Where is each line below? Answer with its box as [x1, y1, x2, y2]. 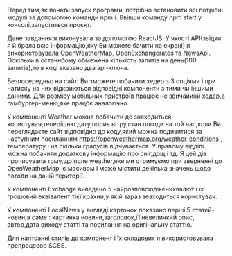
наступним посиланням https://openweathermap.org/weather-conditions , [7, 135, 223, 143]
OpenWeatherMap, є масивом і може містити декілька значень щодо [7, 164, 211, 172]
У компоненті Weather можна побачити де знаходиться [7, 112, 172, 121]
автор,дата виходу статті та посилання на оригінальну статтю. [7, 221, 193, 228]
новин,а [7, 213, 30, 221]
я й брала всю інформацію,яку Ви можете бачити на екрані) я [7, 42, 190, 49]
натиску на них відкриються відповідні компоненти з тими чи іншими [7, 85, 213, 92]
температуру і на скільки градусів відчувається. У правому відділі [7, 142, 204, 150]
